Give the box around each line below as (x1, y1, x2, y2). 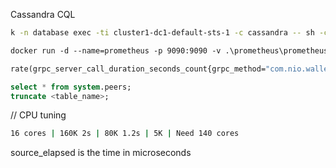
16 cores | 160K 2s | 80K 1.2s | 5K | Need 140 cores (10, 129, 240, 139)
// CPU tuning (10, 109, 67, 121)
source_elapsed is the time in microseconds (10, 147, 192, 159)
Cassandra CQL (10, 9, 76, 20)
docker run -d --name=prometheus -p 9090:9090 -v (10, 45, 222, 56)
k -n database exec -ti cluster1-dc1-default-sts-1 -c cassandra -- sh (10, 28, 315, 38)
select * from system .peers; (10, 82, 132, 92)
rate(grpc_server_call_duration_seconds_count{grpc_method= (10, 64, 267, 74)
